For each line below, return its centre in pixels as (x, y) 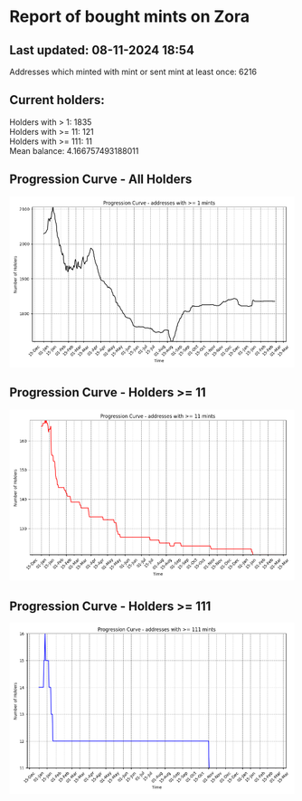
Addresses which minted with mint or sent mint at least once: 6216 (133, 72)
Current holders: (57, 100)
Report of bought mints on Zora (130, 17)
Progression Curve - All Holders (101, 180)
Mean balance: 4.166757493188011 (74, 150)
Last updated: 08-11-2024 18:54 (102, 50)
